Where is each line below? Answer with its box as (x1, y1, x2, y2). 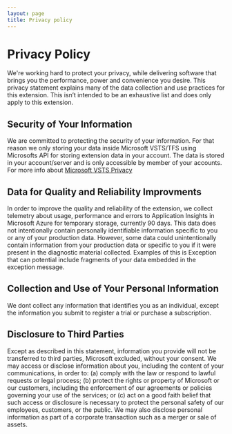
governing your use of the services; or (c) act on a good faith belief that (7, 391, 211, 399)
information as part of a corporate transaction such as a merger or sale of (7, 413, 217, 421)
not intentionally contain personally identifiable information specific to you (7, 226, 218, 235)
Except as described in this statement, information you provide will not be (7, 346, 216, 355)
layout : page (7, 10, 45, 17)
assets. (7, 420, 28, 428)
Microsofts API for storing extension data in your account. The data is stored (7, 151, 224, 159)
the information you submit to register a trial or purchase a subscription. (7, 308, 212, 317)
